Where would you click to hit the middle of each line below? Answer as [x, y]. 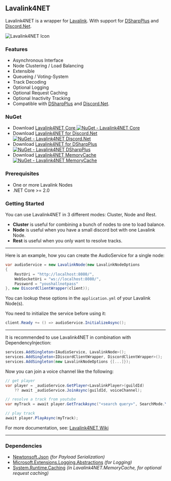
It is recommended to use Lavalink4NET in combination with [68, 337]
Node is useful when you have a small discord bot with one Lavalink [84, 230]
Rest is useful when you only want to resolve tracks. [67, 241]
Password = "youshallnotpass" [47, 284]
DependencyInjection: [28, 343]
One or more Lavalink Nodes [42, 185]
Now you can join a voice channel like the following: [60, 371]
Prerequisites [22, 174]
